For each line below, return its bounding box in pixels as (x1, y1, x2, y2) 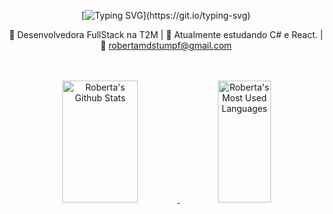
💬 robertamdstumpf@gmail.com (99, 40, 233, 51)
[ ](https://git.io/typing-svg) (81, 10, 251, 21)
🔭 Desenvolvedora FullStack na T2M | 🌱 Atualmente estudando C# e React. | (8, 29, 324, 40)
